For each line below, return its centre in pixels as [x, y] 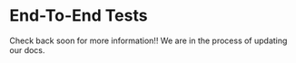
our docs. [27, 49]
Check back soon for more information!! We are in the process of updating [148, 40]
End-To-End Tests [79, 16]
